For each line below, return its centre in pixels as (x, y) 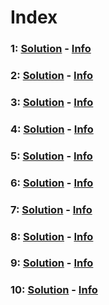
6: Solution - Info (52, 183)
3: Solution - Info (52, 102)
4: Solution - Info (52, 129)
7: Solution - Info (51, 209)
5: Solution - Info (51, 156)
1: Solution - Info (51, 49)
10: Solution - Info (54, 290)
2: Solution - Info (52, 76)
